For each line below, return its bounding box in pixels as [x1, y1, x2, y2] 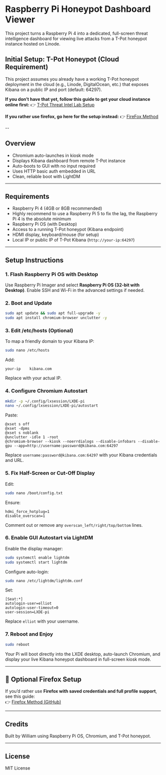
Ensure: [5, 500, 21, 505]
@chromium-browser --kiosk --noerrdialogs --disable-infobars [5, 439, 136, 444]
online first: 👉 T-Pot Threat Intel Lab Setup [5, 101, 95, 107]
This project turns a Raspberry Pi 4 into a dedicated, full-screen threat [5, 30, 148, 36]
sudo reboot [5, 642, 30, 647]
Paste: [5, 412, 18, 418]
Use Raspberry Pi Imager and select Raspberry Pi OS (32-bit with [5, 282, 140, 288]
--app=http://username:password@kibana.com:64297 [14, 444, 119, 449]
